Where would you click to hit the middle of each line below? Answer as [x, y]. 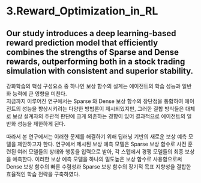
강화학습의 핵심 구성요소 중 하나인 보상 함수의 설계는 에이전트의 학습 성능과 [94, 86]
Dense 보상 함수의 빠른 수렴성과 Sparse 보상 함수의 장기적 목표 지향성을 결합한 [99, 166]
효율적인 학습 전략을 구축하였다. [43, 174]
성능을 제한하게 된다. [41, 124]
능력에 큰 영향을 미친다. [40, 94]
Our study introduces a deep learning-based [91, 33]
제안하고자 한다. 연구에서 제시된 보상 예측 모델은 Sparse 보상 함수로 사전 [102, 144]
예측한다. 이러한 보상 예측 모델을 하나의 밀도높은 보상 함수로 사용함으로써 [97, 159]
